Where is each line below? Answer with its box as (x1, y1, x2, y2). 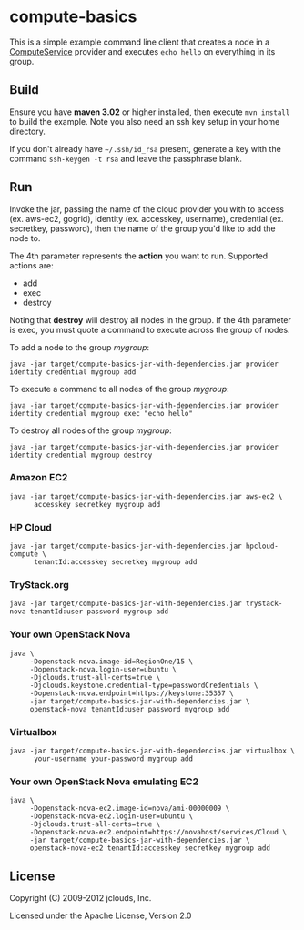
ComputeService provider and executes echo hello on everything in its (9, 45, 276, 56)
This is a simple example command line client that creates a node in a (9, 36, 270, 47)
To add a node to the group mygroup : (9, 341, 150, 352)
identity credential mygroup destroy (9, 450, 153, 460)
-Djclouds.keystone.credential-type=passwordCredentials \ (29, 681, 258, 690)
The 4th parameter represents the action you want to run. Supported (9, 250, 269, 261)
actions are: (9, 259, 54, 270)
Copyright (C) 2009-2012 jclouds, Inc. (9, 893, 152, 904)
